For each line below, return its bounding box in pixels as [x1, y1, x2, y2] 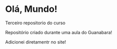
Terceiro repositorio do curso [5, 20, 66, 26]
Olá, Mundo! [5, 3, 58, 15]
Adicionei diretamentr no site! [5, 39, 66, 45]
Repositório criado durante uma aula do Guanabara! [5, 29, 112, 35]
